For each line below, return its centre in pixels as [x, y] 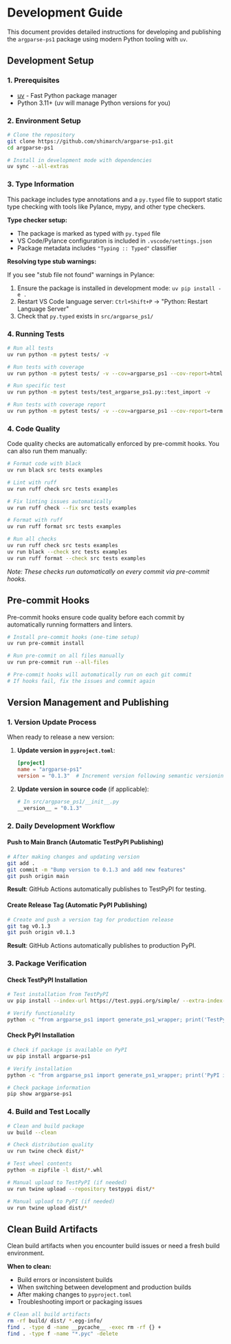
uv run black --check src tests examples [67, 552]
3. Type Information [41, 184]
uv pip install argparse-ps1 [49, 1056]
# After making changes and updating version [73, 857]
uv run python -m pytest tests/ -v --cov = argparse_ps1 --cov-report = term [115, 411]
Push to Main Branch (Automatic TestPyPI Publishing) [85, 842]
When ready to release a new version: [61, 737]
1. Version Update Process [52, 722]
